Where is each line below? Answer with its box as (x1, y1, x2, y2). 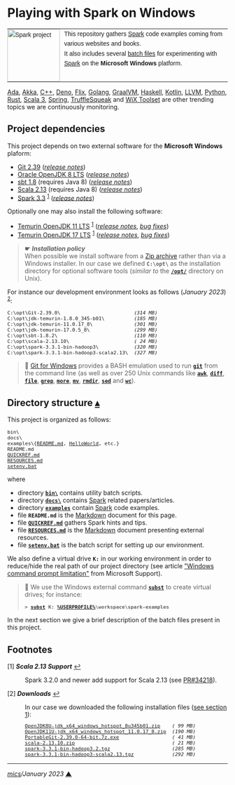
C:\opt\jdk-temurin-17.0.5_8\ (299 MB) (7, 327, 158, 334)
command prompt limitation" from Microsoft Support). (7, 570, 163, 578)
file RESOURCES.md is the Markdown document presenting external (17, 526, 204, 535)
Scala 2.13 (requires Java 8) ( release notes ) (17, 184, 143, 194)
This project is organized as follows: (7, 415, 111, 424)
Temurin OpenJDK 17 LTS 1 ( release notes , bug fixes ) (17, 229, 170, 239)
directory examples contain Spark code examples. (17, 504, 159, 512)
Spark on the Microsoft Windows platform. (64, 60, 183, 67)
